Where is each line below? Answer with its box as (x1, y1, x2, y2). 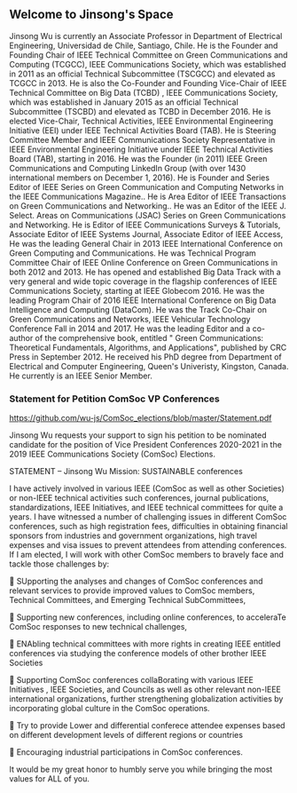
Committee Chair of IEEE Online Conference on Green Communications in (9, 257, 278, 267)
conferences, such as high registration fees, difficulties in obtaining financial (9, 521, 288, 532)
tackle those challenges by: (9, 559, 110, 569)
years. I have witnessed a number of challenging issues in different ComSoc (9, 511, 287, 522)
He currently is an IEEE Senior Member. (9, 370, 152, 381)
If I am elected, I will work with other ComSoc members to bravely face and (9, 550, 284, 560)
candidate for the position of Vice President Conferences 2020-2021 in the (9, 440, 282, 450)
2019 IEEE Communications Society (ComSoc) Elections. (9, 448, 215, 460)
